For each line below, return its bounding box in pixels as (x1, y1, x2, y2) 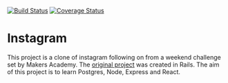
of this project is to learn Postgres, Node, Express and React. (7, 67, 181, 75)
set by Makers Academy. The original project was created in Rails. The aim (7, 60, 220, 69)
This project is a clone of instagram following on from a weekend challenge (7, 53, 221, 61)
